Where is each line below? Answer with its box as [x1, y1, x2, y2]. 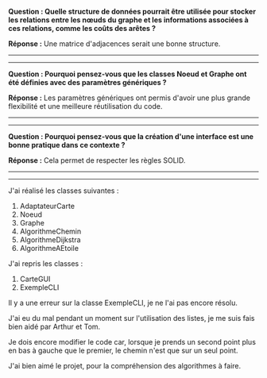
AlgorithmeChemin [19, 226, 82, 236]
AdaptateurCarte [19, 202, 75, 210]
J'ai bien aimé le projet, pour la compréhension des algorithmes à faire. [8, 361, 242, 370]
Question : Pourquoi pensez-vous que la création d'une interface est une [8, 132, 254, 141]
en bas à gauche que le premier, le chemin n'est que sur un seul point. [8, 345, 238, 355]
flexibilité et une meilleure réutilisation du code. [8, 102, 163, 110]
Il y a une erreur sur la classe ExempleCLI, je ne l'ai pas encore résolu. [8, 298, 238, 307]
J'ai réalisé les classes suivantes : [8, 186, 119, 195]
